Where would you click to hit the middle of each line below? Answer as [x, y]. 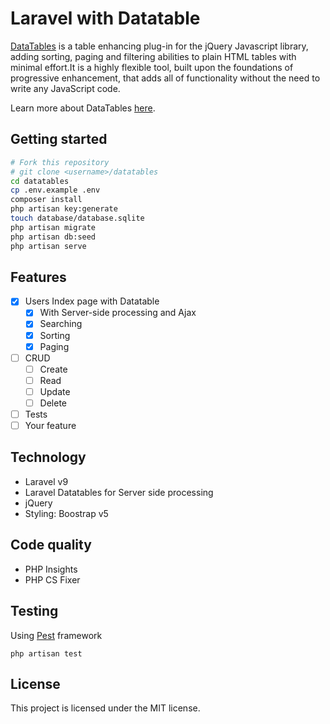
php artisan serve [48, 246]
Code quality [51, 545]
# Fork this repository [60, 162]
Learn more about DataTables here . [83, 108]
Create [53, 369]
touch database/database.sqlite [77, 218]
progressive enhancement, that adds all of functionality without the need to [165, 78]
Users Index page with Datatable [92, 301]
